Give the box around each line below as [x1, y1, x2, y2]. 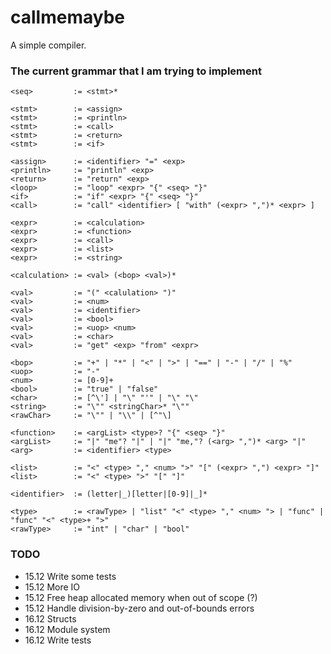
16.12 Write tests [24, 634, 92, 646]
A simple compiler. [10, 39, 87, 51]
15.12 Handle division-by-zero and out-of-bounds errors [24, 602, 255, 614]
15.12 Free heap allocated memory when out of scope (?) [24, 591, 258, 603]
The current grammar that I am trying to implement [10, 64, 262, 78]
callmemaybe [10, 6, 125, 29]
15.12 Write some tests [24, 570, 117, 582]
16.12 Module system [24, 623, 111, 635]
